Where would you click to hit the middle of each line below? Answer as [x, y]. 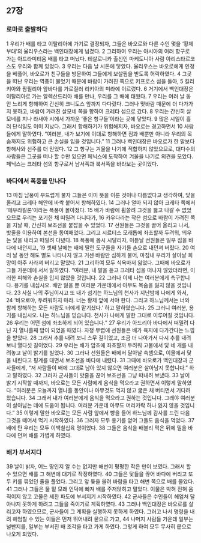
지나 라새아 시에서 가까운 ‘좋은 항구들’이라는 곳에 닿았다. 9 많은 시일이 [103, 118]
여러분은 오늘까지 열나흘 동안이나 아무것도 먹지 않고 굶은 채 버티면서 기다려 [103, 390]
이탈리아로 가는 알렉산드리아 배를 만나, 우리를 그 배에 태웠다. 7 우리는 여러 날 [95, 96]
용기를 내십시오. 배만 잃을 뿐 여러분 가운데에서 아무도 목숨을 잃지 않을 [95, 285]
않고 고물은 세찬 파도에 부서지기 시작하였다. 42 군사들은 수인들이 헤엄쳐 [105, 497]
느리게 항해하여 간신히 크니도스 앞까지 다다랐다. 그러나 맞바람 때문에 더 [95, 103]
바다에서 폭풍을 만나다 [36, 181]
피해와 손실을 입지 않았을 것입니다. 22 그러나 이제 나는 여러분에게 [93, 278]
